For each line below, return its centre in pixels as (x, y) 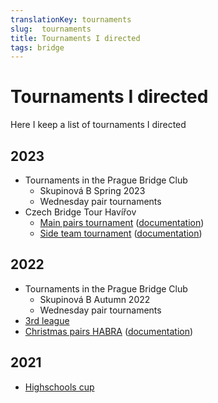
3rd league (47, 320)
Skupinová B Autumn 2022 (95, 299)
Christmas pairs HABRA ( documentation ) (109, 331)
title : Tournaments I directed (75, 38)
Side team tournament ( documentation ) (121, 233)
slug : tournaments (51, 29)
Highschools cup (59, 387)
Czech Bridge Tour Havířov (80, 212)
